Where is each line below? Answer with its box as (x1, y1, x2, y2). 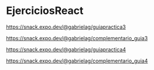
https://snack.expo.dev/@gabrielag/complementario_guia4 (6, 57, 148, 64)
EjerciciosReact (6, 4, 84, 17)
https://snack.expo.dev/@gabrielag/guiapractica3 (6, 23, 126, 30)
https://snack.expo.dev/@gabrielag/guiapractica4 (6, 45, 126, 53)
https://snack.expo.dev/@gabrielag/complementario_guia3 (6, 34, 148, 41)
